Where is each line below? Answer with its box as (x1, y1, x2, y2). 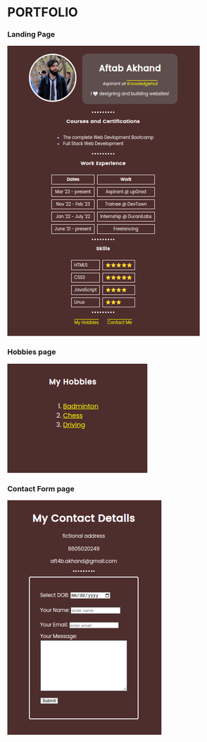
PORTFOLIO (7, 4, 79, 20)
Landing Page (7, 30, 56, 40)
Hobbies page (7, 347, 56, 357)
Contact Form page (7, 483, 75, 493)
